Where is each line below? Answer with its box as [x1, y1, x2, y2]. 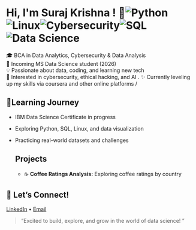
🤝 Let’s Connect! [6, 189, 70, 200]
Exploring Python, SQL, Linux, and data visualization [14, 125, 144, 132]
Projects [14, 154, 47, 164]
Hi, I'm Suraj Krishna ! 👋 [6, 6, 126, 20]
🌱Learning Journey [6, 98, 80, 108]
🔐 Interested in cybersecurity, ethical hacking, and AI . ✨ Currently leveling [6, 73, 191, 80]
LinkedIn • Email [6, 205, 47, 213]
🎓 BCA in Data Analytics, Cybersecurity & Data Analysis [6, 52, 146, 59]
